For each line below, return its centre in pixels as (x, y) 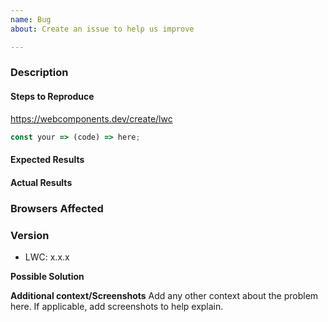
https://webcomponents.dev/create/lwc (91, 118)
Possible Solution (47, 276)
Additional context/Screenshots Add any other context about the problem (164, 295)
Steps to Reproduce (52, 97)
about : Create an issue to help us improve (102, 29)
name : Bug (31, 19)
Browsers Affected (57, 208)
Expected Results (47, 160)
